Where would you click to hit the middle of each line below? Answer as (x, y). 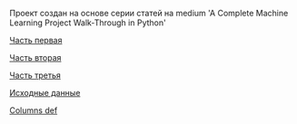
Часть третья (35, 75)
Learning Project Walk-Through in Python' (88, 23)
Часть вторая (35, 57)
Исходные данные (45, 93)
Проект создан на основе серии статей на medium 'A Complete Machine (149, 13)
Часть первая (36, 40)
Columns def (34, 110)
